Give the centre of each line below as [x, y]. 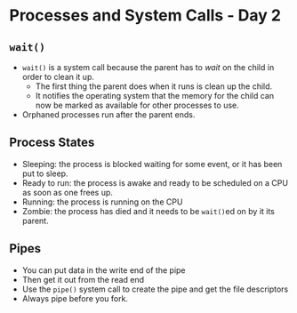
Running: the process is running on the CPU [102, 202]
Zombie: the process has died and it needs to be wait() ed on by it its [148, 211]
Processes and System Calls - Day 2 [145, 16]
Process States [52, 143]
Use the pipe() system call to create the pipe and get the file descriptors [155, 289]
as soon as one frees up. [68, 192]
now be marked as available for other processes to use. [137, 105]
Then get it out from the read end [83, 279]
